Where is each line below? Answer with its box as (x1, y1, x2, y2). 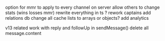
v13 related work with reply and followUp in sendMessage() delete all (5, 25, 149, 31)
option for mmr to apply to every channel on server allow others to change (5, 5, 160, 10)
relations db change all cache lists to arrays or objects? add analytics (5, 15, 149, 21)
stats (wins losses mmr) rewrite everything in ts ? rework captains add (5, 10, 151, 16)
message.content (5, 30, 41, 36)
